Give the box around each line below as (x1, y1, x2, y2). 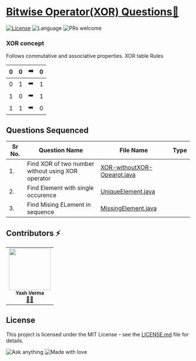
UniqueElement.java (100, 188, 156, 196)
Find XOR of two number (27, 160, 94, 168)
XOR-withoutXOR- (100, 164, 153, 172)
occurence (27, 191, 57, 199)
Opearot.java (100, 171, 136, 179)
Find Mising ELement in (27, 201, 92, 209)
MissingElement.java (100, 204, 157, 213)
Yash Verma (15, 289, 44, 296)
